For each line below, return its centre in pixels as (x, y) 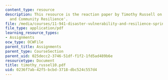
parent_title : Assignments (33, 47)
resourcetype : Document (30, 61)
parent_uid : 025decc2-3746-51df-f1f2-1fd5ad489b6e (59, 56)
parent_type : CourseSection (34, 51)
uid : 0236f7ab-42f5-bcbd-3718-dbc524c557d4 (51, 70)
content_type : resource (30, 10)
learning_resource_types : (32, 33)
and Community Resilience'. (39, 19)
